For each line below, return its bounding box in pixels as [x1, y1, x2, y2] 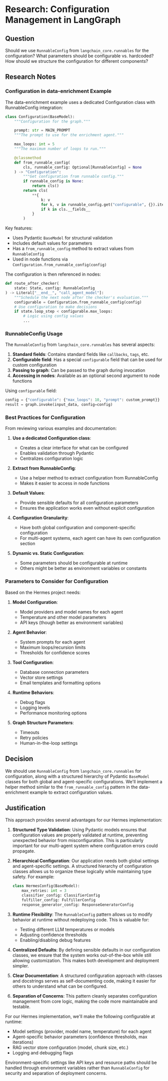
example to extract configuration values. [29, 789, 113, 795]
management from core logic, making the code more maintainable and [12, 998, 157, 1004]
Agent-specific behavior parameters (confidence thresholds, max [12, 1033, 147, 1040]
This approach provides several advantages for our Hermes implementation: [5, 817, 162, 823]
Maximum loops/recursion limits [19, 644, 86, 650]
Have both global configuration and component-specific [19, 525, 136, 531]
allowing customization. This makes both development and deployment [12, 957, 159, 964]
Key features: [5, 225, 32, 231]
